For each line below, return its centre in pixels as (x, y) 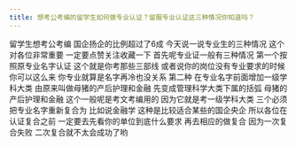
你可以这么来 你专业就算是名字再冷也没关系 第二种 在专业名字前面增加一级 (144, 77)
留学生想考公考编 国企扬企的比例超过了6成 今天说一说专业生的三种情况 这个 (147, 43)
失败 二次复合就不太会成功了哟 (72, 132)
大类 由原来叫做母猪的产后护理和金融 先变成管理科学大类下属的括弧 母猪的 (152, 88)
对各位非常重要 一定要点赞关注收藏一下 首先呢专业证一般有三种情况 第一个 (144, 55)
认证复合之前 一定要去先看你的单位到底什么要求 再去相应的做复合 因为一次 (144, 121)
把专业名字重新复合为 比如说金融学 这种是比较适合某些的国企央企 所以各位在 (148, 110)
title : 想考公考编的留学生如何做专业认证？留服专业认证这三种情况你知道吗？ (132, 17)
